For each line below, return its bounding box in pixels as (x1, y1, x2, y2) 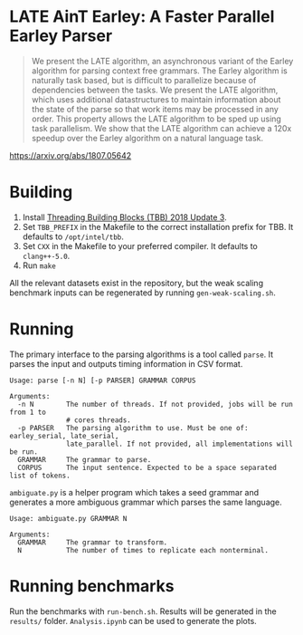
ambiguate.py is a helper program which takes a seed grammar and (9, 486, 260, 497)
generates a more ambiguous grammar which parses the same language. (9, 496, 282, 507)
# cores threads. (66, 415, 131, 425)
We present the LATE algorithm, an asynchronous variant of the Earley (31, 55, 294, 66)
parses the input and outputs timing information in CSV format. (9, 358, 243, 369)
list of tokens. (9, 471, 71, 480)
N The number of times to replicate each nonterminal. (17, 545, 270, 554)
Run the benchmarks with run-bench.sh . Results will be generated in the (9, 605, 278, 617)
